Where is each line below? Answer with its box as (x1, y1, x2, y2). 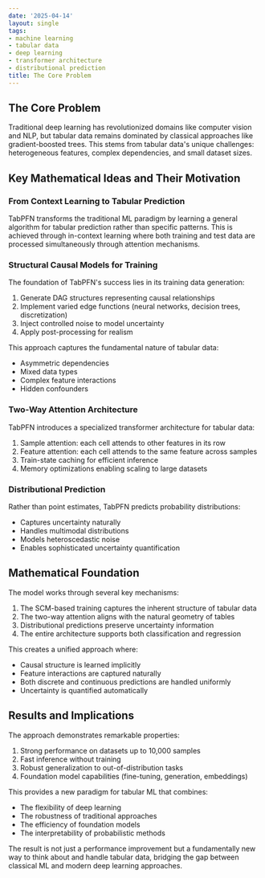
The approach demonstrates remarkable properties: (8, 730, 180, 740)
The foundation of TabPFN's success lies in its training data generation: (8, 278, 245, 288)
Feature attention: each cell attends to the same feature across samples (19, 447, 258, 456)
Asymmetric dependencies (19, 358, 110, 368)
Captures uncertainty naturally (19, 517, 121, 527)
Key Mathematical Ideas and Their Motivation (8, 171, 241, 185)
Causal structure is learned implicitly (19, 660, 141, 669)
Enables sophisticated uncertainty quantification (19, 543, 181, 553)
